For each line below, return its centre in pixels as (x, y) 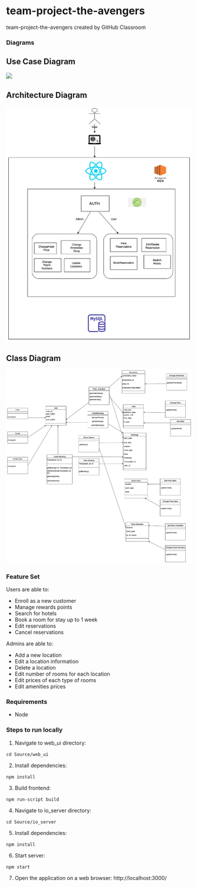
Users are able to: (28, 589)
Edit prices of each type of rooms (55, 680)
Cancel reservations (39, 632)
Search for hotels (36, 614)
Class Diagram (33, 358)
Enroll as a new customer (45, 601)
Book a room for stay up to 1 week (56, 620)
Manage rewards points (43, 607)
